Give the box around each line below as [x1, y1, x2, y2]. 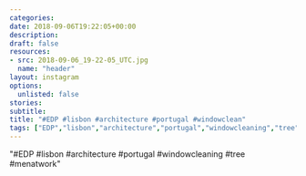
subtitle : [9, 107, 47, 116]
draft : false [9, 38, 59, 48]
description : [9, 30, 59, 39]
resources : [9, 47, 51, 57]
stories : [9, 98, 43, 108]
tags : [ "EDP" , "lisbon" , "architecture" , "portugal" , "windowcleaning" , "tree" [9, 124, 300, 133]
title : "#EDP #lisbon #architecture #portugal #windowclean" [9, 115, 247, 124]
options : [9, 81, 43, 90]
